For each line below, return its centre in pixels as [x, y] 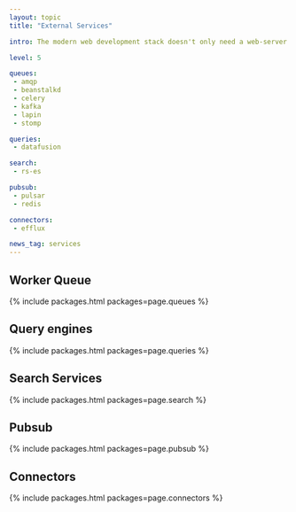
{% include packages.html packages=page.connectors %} [116, 498]
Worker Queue [50, 280]
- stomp [27, 123]
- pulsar [29, 196]
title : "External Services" [61, 26]
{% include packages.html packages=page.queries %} [109, 350]
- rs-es [27, 172]
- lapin [27, 115]
